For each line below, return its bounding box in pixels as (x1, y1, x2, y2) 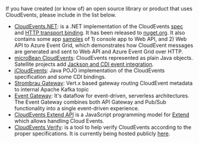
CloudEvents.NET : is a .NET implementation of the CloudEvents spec (14, 23, 184, 30)
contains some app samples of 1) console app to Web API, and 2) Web (14, 36, 187, 42)
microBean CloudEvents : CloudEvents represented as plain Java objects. (14, 55, 193, 61)
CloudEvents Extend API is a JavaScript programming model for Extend (14, 111, 189, 118)
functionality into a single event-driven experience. (14, 105, 139, 112)
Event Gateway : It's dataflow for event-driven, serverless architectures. (14, 92, 190, 99)
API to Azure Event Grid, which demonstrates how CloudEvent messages (14, 42, 194, 49)
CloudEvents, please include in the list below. (5, 11, 117, 18)
